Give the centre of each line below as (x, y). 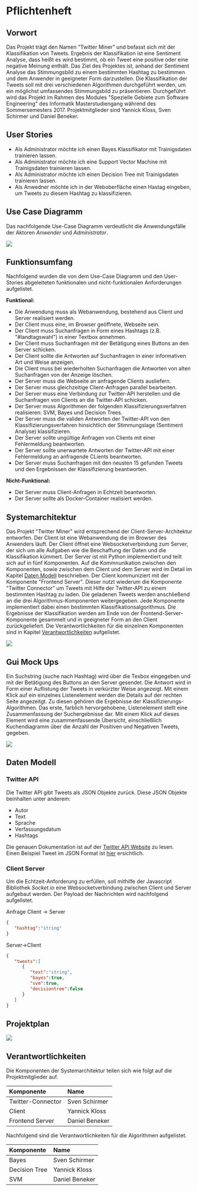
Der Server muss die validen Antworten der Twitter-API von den (92, 419)
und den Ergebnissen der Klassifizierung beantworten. (81, 469)
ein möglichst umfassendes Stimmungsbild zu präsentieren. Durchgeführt (96, 91)
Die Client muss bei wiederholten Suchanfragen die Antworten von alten (103, 369)
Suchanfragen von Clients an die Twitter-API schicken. (81, 400)
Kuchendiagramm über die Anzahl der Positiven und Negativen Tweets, (93, 726)
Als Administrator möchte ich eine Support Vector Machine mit (91, 162)
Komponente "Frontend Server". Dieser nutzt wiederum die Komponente (94, 582)
